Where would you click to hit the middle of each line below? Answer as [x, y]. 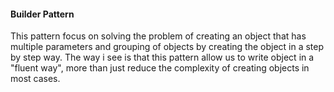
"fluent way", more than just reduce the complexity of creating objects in [160, 68]
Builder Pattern [42, 14]
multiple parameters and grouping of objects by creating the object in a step [167, 47]
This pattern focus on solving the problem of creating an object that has [158, 36]
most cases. [35, 79]
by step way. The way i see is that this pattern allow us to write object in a [162, 57]
